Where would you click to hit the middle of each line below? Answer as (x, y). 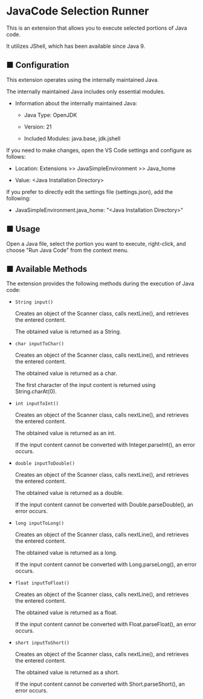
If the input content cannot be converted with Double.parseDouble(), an (104, 505)
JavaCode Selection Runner (78, 11)
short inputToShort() (42, 643)
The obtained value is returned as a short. (67, 672)
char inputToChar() (40, 344)
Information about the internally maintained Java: (76, 103)
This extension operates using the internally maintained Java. (82, 79)
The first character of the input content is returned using (85, 385)
